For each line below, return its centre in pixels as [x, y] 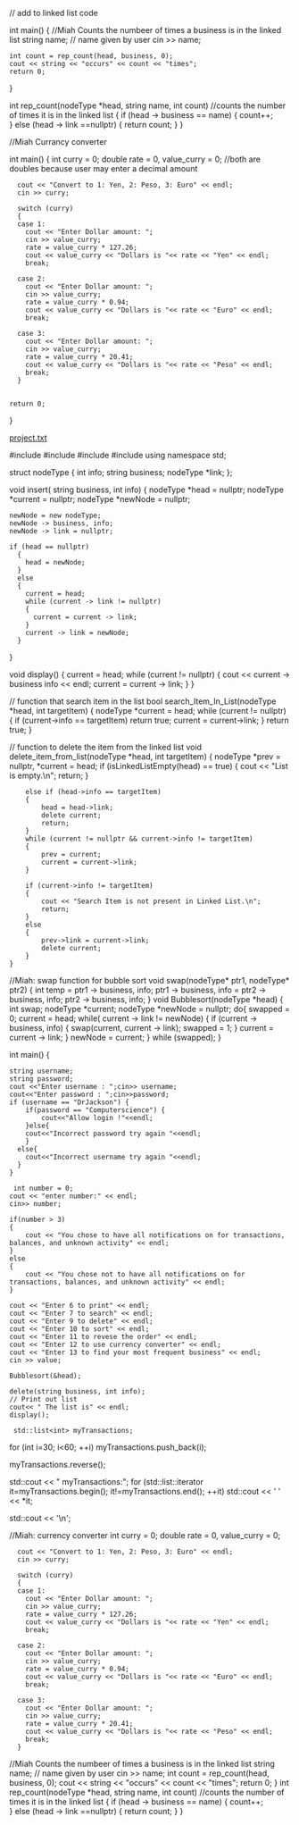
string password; [42, 1079]
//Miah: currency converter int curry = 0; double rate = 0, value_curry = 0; [145, 1535]
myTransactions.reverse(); [58, 1465]
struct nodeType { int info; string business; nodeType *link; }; [121, 472]
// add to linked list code [54, 13]
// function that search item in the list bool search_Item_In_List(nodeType [143, 701]
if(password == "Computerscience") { [96, 1110]
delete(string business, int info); [77, 1392]
